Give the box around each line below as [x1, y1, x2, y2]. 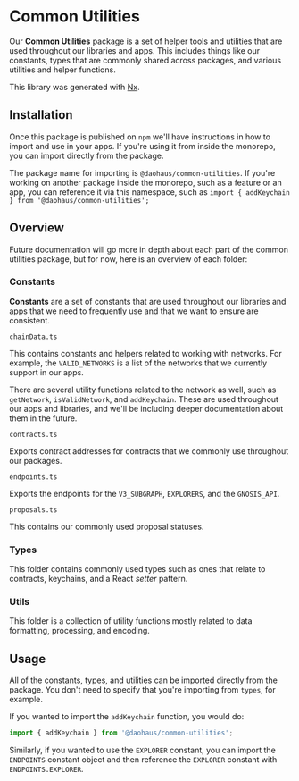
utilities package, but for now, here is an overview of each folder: [9, 253, 248, 265]
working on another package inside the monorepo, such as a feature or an [9, 177, 283, 188]
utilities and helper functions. [9, 64, 116, 75]
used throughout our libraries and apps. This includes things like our [9, 45, 261, 55]
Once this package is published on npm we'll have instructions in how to [9, 131, 270, 142]
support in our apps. [9, 366, 85, 377]
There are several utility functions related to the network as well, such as [9, 384, 277, 395]
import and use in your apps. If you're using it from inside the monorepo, [9, 140, 277, 151]
